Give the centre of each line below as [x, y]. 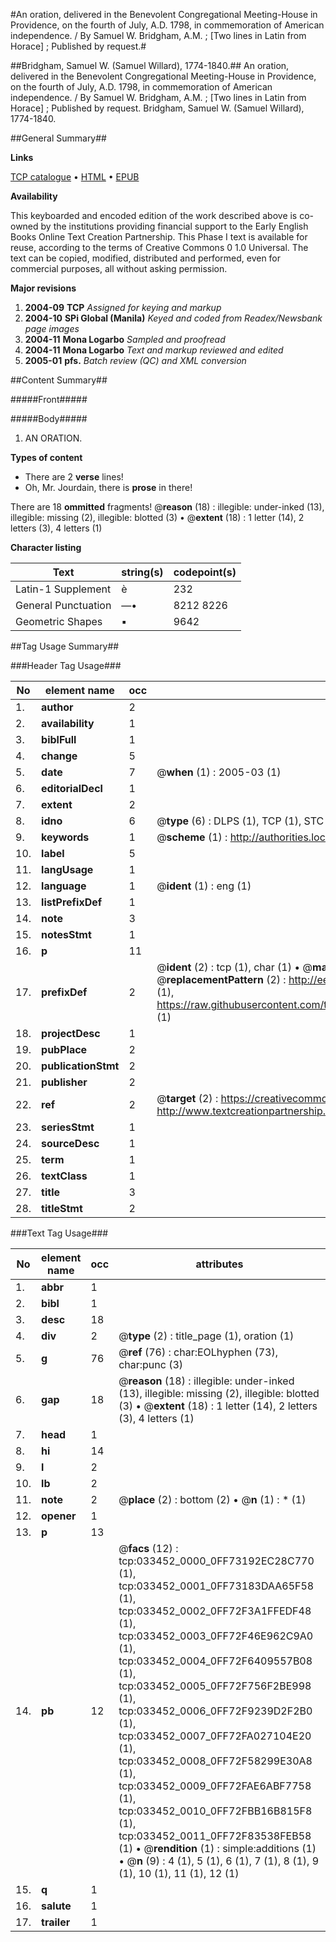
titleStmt [62, 1208]
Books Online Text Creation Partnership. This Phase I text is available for [159, 237]
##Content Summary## [59, 380]
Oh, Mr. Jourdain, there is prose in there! [108, 487]
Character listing [46, 547]
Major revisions [43, 288]
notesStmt [66, 934]
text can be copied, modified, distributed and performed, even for [146, 258]
